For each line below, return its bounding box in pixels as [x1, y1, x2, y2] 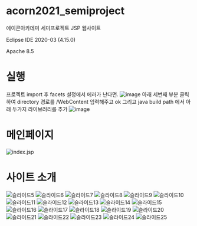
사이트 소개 [6, 171, 57, 184]
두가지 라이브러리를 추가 [12, 105, 68, 113]
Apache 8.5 [6, 47, 34, 54]
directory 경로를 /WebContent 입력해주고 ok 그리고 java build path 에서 [17, 98, 185, 105]
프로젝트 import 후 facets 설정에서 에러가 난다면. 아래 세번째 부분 [6, 90, 179, 98]
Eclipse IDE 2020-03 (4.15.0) [6, 36, 75, 43]
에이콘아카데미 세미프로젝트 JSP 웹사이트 [6, 24, 101, 31]
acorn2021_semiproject [6, 4, 125, 18]
